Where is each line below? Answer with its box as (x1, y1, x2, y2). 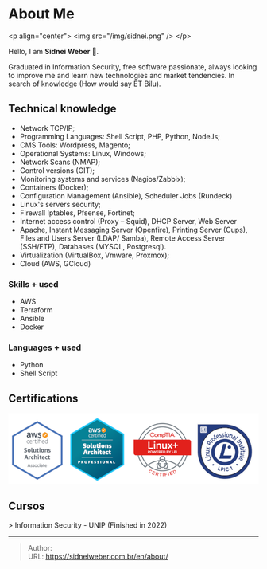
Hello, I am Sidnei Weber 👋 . (8, 46, 99, 56)
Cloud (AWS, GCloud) (19, 258, 91, 268)
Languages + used (8, 342, 82, 353)
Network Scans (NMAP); (19, 157, 101, 167)
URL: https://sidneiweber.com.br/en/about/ (27, 551, 168, 562)
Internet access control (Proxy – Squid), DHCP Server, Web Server (19, 216, 237, 226)
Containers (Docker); (19, 182, 89, 192)
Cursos (8, 500, 45, 513)
